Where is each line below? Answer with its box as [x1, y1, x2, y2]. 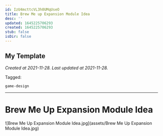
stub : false [5, 30, 29, 34]
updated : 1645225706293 [5, 20, 53, 26]
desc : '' [5, 16, 23, 21]
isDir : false [5, 34, 32, 39]
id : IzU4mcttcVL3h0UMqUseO [5, 7, 60, 12]
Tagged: [5, 74, 22, 80]
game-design [5, 83, 29, 89]
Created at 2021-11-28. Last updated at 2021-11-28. [5, 65, 108, 71]
